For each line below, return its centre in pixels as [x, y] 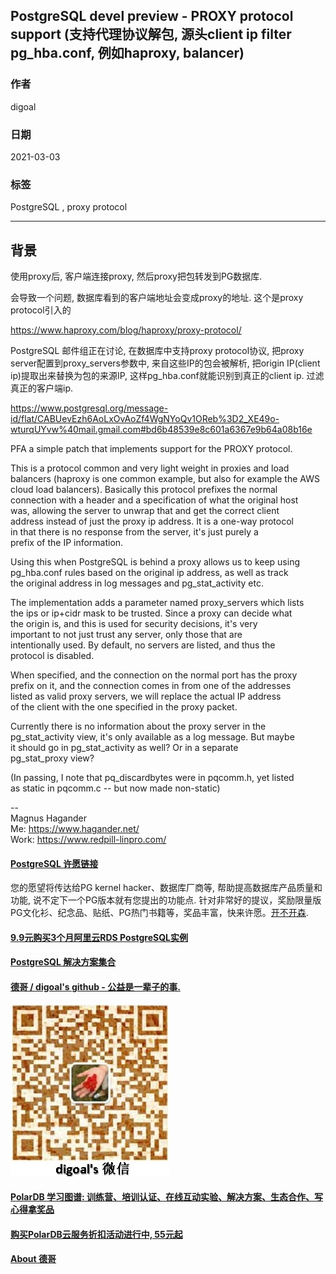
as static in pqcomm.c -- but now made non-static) [115, 788]
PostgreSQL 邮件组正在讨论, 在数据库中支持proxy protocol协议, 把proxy [157, 351]
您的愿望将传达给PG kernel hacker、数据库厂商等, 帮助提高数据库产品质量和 [166, 888]
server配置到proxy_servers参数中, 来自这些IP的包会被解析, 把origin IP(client [165, 363]
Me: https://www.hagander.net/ [75, 829]
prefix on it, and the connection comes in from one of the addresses [151, 686]
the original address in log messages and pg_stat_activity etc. [137, 583]
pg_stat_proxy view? [52, 758]
